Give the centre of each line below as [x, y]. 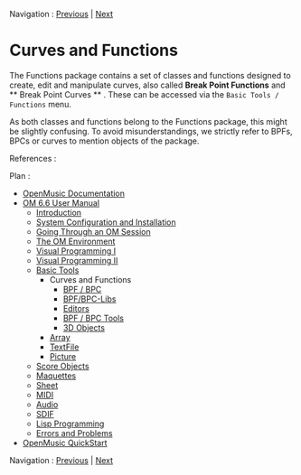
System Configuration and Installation [106, 222]
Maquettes [56, 376]
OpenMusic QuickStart [65, 442]
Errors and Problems [74, 433]
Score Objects [62, 366]
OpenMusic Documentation [73, 193]
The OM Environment [75, 241]
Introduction [59, 212]
